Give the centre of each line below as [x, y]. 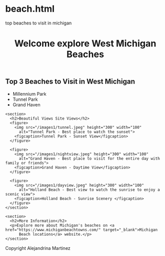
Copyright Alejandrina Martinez [38, 248]
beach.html [30, 9]
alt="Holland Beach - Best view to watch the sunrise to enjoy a [89, 190]
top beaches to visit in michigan [39, 23]
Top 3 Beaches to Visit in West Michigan [70, 82]
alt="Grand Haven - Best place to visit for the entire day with [89, 158]
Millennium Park [29, 94]
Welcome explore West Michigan [85, 44]
